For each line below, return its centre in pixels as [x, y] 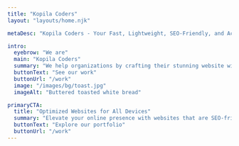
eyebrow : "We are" [41, 53]
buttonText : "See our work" [55, 72]
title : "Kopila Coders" [43, 14]
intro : [17, 46]
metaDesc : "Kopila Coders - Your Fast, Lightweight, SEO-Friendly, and [116, 33]
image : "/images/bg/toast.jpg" [60, 86]
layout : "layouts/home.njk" [49, 21]
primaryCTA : [25, 105]
